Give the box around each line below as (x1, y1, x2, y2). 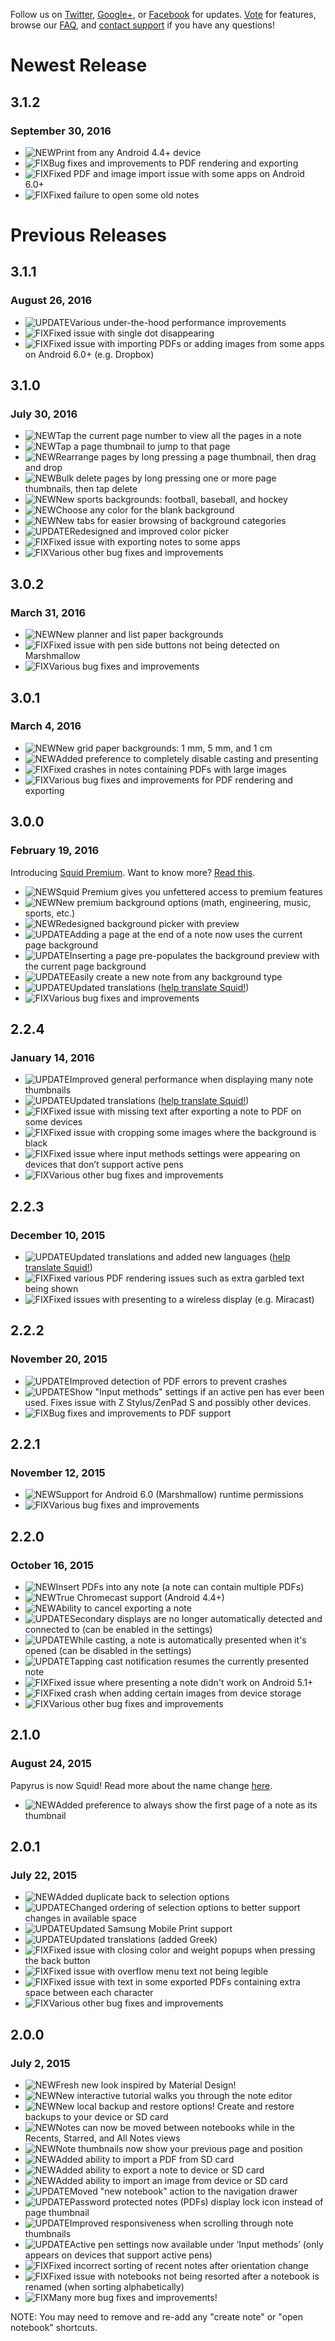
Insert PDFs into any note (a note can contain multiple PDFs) (55, 1580, 305, 1593)
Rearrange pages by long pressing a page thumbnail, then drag (55, 451, 317, 463)
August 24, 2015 (10, 1757, 92, 1771)
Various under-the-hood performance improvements (69, 316, 287, 328)
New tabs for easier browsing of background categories (55, 515, 287, 527)
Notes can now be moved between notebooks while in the (55, 2122, 295, 2133)
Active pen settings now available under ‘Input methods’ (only (69, 2239, 324, 2250)
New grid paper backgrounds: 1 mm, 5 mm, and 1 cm (55, 742, 273, 754)
